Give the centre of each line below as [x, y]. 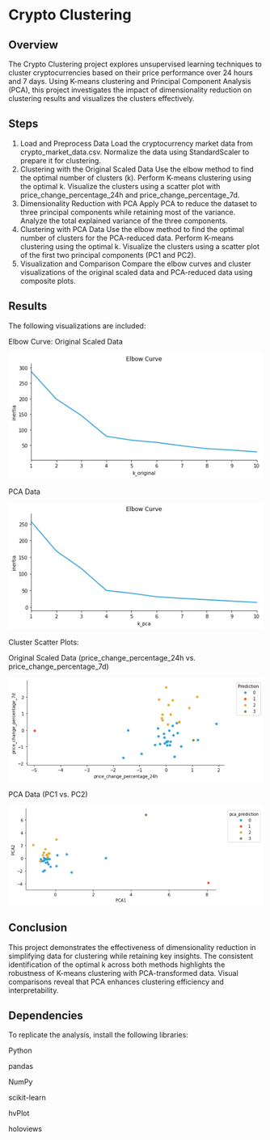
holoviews [25, 1129]
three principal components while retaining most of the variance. [128, 212]
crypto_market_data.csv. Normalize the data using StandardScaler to [135, 152]
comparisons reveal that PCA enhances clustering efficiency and [116, 982]
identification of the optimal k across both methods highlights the [117, 965]
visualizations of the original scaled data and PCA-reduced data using [136, 272]
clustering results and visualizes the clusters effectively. [102, 98]
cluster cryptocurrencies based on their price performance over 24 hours [131, 73]
